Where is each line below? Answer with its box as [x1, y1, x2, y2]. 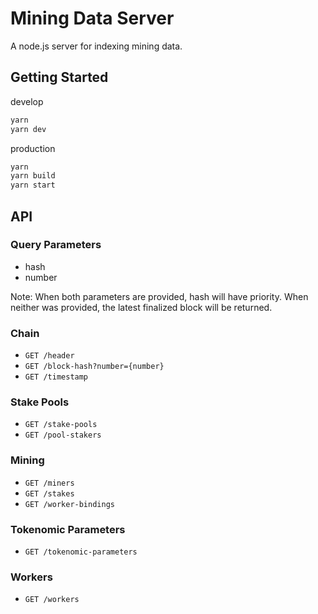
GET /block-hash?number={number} [24, 362, 165, 372]
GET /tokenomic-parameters [24, 547, 138, 557]
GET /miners [24, 478, 75, 488]
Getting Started [10, 69, 109, 86]
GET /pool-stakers [24, 430, 102, 441]
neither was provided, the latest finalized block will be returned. [10, 301, 273, 313]
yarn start [10, 180, 56, 191]
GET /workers [24, 595, 80, 605]
